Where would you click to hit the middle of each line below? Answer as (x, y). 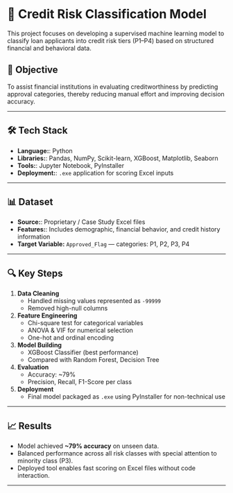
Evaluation (33, 367)
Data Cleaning (38, 293)
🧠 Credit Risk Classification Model (107, 14)
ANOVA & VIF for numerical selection (80, 330)
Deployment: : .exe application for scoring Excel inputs (95, 173)
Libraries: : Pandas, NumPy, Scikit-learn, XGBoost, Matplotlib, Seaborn (118, 158)
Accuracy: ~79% (52, 374)
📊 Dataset (30, 201)
